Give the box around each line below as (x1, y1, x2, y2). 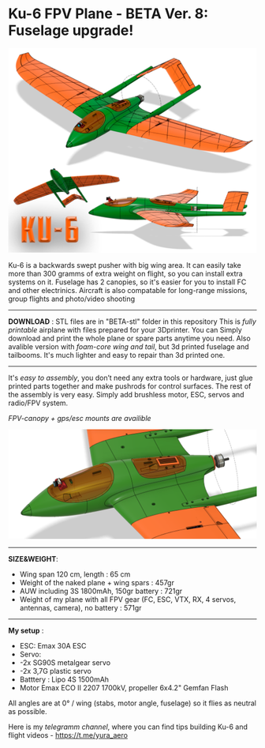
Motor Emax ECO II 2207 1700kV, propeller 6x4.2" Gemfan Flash (19, 682, 229, 692)
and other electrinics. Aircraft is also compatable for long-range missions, (8, 286, 248, 295)
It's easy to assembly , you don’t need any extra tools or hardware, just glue (8, 373, 253, 383)
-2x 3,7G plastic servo (19, 666, 92, 675)
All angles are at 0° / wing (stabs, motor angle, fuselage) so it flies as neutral (8, 698, 256, 708)
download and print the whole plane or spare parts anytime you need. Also (8, 333, 251, 344)
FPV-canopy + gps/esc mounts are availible (8, 414, 151, 423)
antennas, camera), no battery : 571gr (19, 603, 142, 612)
